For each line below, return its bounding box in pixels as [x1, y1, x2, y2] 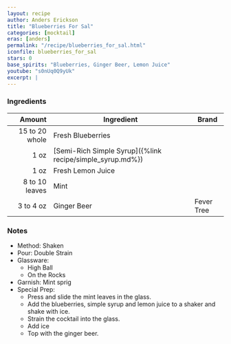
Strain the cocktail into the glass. [27, 314, 120, 323]
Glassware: [16, 256, 49, 264]
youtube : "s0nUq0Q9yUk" [7, 67, 76, 74]
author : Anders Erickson [7, 17, 78, 23]
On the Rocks [27, 270, 66, 279]
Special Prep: [16, 285, 55, 293]
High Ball [27, 263, 53, 272]
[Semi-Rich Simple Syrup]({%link [53, 146, 162, 155]
